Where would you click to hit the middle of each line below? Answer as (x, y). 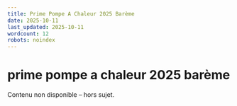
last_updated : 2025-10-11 (45, 27)
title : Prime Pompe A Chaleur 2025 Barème (71, 14)
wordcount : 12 (28, 34)
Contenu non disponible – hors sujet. (61, 95)
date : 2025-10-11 (33, 20)
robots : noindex (31, 40)
